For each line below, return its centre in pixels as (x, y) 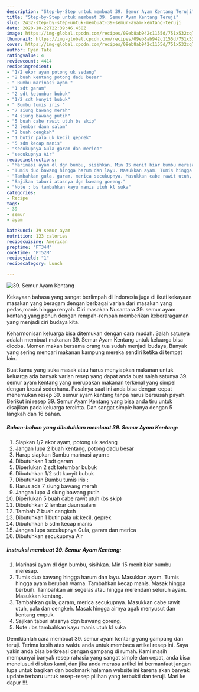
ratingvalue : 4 (25, 55)
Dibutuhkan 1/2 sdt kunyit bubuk (55, 473)
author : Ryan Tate (29, 50)
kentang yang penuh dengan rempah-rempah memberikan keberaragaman (98, 316)
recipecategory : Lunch (35, 264)
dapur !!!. (18, 683)
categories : (21, 192)
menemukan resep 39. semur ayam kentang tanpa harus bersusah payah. (97, 395)
